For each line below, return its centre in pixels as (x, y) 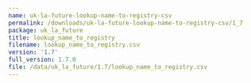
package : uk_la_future (46, 30)
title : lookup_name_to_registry (62, 38)
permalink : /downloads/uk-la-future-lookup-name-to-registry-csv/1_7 (126, 23)
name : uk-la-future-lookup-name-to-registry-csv (90, 15)
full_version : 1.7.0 (42, 60)
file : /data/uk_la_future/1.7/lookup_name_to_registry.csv (108, 67)
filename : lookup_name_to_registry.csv (74, 45)
